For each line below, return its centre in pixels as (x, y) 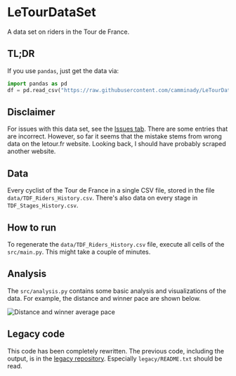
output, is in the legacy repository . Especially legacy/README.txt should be (115, 358)
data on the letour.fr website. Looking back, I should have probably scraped (117, 144)
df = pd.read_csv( (34, 90)
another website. (32, 151)
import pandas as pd (38, 84)
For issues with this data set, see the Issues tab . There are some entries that (118, 129)
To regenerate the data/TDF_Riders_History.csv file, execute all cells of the (116, 244)
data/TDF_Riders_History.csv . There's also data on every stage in (103, 198)
